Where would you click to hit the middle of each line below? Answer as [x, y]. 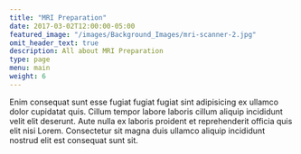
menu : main [30, 68]
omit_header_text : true [54, 43]
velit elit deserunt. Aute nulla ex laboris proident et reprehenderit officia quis [151, 121]
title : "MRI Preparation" [58, 18]
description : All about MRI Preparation [87, 51]
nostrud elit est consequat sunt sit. [74, 140]
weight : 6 [28, 77]
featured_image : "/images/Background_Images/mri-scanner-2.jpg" [133, 34]
